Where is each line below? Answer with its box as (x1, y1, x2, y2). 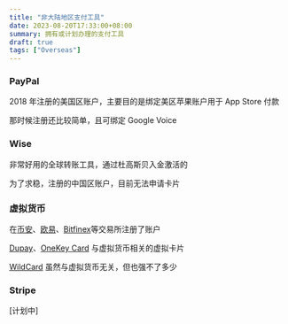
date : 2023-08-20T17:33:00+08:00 (9, 21, 133, 30)
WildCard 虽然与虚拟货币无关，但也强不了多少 (9, 262, 177, 273)
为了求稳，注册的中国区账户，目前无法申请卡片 (9, 178, 180, 189)
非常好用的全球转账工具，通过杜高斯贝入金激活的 (9, 158, 188, 169)
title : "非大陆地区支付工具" (9, 12, 105, 22)
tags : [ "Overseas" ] (9, 46, 82, 55)
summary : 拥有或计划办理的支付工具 (9, 29, 125, 38)
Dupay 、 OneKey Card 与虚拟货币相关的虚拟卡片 (9, 243, 184, 253)
